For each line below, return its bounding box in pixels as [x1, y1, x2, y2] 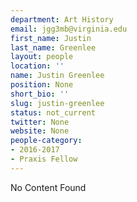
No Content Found [10, 181, 87, 193]
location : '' [10, 61, 65, 71]
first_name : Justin [10, 33, 92, 43]
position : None [10, 80, 74, 90]
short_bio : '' [10, 89, 70, 99]
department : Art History [10, 14, 114, 25]
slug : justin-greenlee [10, 98, 105, 108]
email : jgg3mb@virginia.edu [10, 24, 128, 34]
